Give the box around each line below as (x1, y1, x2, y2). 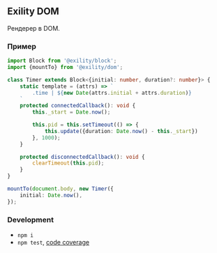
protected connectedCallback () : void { (20, 102, 136, 109)
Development (7, 215, 54, 224)
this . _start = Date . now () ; (32, 109, 111, 116)
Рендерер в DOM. (7, 24, 61, 32)
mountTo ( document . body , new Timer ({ (7, 185, 114, 192)
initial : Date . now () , (20, 192, 82, 199)
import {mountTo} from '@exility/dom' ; (7, 63, 124, 70)
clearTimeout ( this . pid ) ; (32, 160, 105, 167)
